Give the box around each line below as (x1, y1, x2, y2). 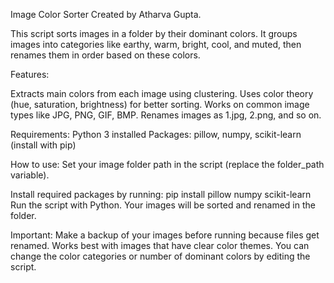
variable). (10, 169, 50, 181)
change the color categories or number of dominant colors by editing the (10, 250, 311, 262)
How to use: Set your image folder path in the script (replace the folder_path (10, 159, 325, 170)
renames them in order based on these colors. (10, 49, 201, 61)
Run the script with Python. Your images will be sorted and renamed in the (10, 199, 316, 211)
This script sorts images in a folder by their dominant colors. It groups (10, 28, 298, 39)
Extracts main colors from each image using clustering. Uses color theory (10, 88, 314, 99)
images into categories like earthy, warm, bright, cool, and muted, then (10, 39, 302, 50)
